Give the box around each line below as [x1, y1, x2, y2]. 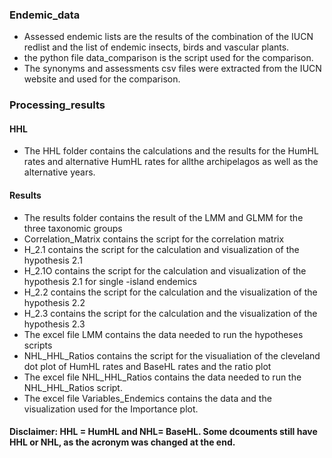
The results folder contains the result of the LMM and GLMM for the [23, 211, 304, 223]
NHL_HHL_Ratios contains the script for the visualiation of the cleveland [23, 349, 321, 362]
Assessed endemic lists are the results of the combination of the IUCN [23, 31, 314, 43]
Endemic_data [9, 8, 81, 22]
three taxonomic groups [23, 222, 123, 234]
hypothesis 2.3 [23, 318, 86, 330]
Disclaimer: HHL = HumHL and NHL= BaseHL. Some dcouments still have [9, 426, 318, 438]
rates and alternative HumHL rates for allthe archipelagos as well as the [23, 156, 319, 168]
